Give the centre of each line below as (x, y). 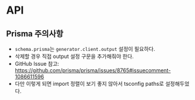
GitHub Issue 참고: (37, 64)
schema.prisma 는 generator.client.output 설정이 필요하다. (85, 49)
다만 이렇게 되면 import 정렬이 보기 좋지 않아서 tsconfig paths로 (89, 84)
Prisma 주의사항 (35, 33)
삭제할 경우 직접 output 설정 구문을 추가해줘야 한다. (74, 56)
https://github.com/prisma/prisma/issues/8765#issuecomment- (93, 70)
